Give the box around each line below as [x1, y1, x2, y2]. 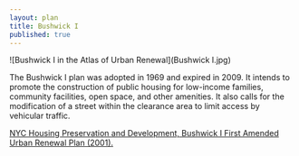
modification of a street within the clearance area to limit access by [9, 101, 260, 112]
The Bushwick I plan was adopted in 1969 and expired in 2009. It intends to [9, 72, 290, 83]
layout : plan [9, 13, 59, 23]
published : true [9, 30, 71, 39]
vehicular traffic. [9, 110, 71, 122]
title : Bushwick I [9, 22, 79, 31]
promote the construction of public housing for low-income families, [9, 82, 265, 93]
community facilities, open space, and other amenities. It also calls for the [9, 91, 285, 102]
